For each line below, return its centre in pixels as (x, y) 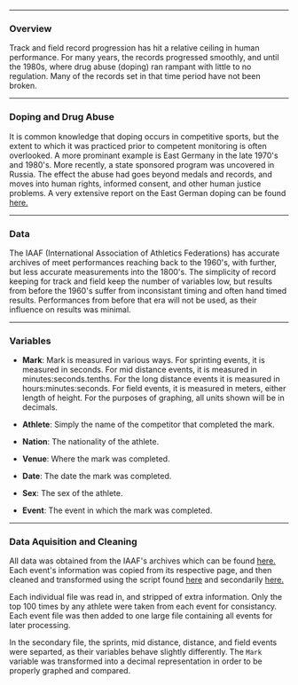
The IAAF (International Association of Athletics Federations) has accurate (145, 253)
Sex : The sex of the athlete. (72, 493)
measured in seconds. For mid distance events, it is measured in (139, 370)
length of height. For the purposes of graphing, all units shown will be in (153, 398)
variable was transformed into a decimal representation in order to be (136, 661)
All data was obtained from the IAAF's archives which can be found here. (143, 561)
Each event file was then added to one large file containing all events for (141, 616)
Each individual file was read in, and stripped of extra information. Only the (145, 597)
